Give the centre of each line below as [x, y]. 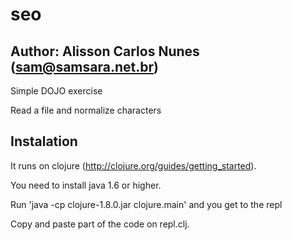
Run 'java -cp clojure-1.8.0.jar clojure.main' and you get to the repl [146, 204]
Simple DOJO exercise [56, 91]
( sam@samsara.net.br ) [84, 66]
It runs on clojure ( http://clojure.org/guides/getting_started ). [133, 165]
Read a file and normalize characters [86, 110]
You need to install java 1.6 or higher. [86, 185]
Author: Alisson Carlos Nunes [105, 51]
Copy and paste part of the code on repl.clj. [100, 224]
